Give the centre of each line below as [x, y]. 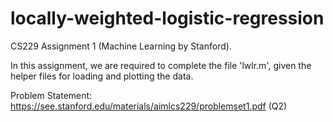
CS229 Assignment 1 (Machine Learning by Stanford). [121, 46]
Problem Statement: [51, 95]
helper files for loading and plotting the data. [102, 76]
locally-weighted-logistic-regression [167, 18]
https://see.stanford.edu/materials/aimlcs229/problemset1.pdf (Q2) [149, 106]
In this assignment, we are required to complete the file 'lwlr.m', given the [161, 65]
